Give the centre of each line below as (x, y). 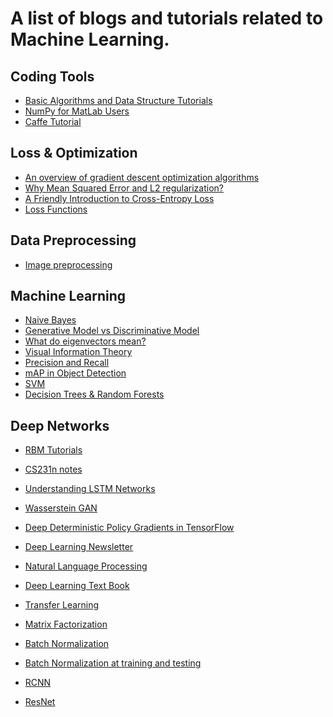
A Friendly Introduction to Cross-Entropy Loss (119, 198)
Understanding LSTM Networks (90, 489)
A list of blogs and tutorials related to (167, 18)
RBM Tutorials (53, 450)
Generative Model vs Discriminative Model (112, 331)
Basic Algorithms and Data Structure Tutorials (118, 100)
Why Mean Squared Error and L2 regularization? (124, 188)
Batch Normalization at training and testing (113, 663)
